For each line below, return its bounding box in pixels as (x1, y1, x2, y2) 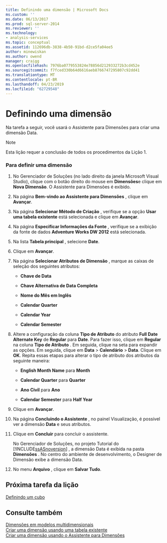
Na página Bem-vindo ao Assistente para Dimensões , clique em (12, 193, 149, 199)
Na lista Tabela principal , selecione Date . (12, 238, 100, 244)
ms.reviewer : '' (5, 26, 39, 31)
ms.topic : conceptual (5, 40, 51, 45)
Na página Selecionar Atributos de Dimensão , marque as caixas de (12, 258, 154, 264)
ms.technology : (5, 31, 37, 36)
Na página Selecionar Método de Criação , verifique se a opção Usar (12, 208, 157, 214)
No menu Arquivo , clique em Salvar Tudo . (12, 466, 102, 472)
